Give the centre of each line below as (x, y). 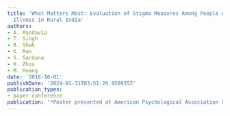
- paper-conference (35, 96)
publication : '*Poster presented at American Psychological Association (113, 102)
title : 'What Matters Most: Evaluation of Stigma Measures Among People (113, 13)
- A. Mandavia (27, 32)
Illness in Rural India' (49, 20)
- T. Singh (23, 39)
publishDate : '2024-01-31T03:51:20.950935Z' (72, 83)
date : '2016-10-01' (35, 77)
